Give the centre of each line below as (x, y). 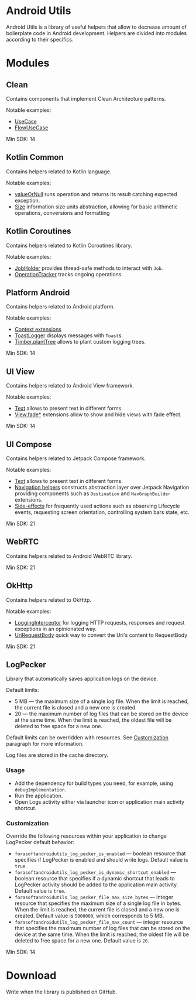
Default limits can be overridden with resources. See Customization (87, 738)
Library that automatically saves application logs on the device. (82, 679)
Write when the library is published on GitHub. (62, 992)
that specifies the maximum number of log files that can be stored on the (102, 928)
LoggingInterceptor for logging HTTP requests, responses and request (99, 622)
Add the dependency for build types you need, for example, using (94, 783)
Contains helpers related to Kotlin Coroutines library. (69, 245)
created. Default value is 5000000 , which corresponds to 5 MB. (89, 916)
